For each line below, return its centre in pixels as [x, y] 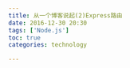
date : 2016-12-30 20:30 [48, 23]
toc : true [25, 38]
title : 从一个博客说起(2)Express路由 [65, 15]
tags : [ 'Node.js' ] [39, 30]
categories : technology [48, 45]
